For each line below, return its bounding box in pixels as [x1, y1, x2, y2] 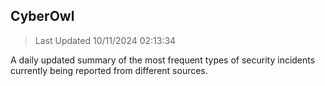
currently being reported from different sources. [10, 64, 208, 76]
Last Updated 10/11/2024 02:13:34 [34, 34, 177, 46]
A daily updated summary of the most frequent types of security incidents [10, 54, 316, 66]
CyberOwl [10, 8, 75, 25]
